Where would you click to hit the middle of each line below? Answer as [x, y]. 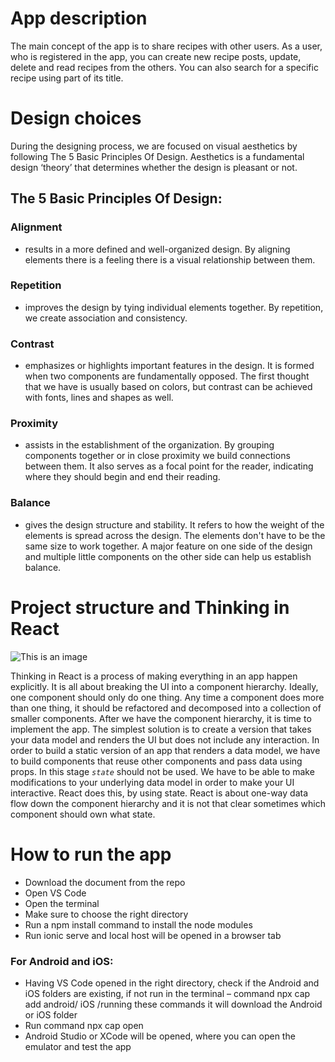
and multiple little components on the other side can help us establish [168, 556]
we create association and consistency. [106, 318]
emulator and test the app [78, 1046]
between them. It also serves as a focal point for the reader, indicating [169, 466]
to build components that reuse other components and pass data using [156, 761]
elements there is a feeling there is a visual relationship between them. [170, 259]
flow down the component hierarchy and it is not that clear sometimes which [168, 803]
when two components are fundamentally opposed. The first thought [167, 376]
